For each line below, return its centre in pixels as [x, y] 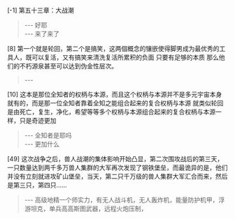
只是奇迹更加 [38, 120]
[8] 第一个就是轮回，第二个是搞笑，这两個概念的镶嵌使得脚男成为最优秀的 [113, 48]
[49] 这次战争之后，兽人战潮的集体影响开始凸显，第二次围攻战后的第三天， [115, 159]
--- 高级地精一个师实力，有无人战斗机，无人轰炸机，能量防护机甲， [121, 200]
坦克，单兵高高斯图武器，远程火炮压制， [89, 209]
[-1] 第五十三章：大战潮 [41, 10]
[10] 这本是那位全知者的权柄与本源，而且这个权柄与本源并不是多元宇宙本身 [115, 94]
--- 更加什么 [42, 144]
